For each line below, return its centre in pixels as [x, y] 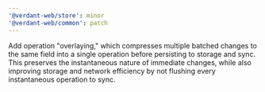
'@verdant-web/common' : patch [58, 23]
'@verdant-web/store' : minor [56, 15]
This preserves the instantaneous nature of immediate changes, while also [130, 62]
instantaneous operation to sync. [62, 79]
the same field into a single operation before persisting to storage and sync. [132, 54]
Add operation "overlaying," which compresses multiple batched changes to [133, 45]
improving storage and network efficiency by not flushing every [112, 71]
